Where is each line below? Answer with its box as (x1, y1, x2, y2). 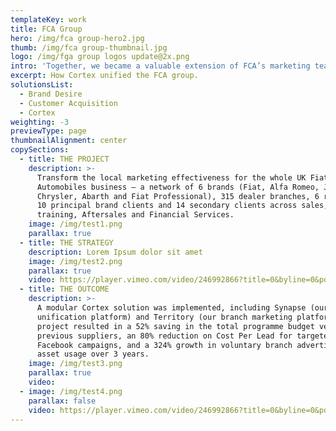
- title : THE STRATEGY (19, 237, 114, 248)
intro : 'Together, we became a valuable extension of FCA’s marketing (10, 61, 311, 71)
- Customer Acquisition (19, 98, 118, 108)
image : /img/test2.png (28, 256, 123, 266)
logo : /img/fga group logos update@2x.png (10, 52, 190, 62)
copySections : (10, 145, 70, 155)
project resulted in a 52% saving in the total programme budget (36, 321, 315, 331)
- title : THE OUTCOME (19, 284, 110, 295)
